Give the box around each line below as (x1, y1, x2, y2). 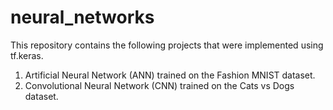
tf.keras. (10, 49, 44, 61)
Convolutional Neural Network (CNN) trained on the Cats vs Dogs (24, 79, 295, 91)
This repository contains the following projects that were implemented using (10, 39, 324, 51)
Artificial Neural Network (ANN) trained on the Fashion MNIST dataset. (24, 69, 316, 81)
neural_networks (10, 6, 155, 29)
